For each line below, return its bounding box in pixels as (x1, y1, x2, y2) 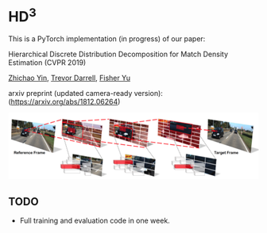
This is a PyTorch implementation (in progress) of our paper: (8, 34, 206, 44)
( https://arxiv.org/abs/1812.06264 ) (8, 97, 121, 107)
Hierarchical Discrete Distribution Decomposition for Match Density (8, 49, 229, 59)
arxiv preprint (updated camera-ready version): (8, 89, 163, 98)
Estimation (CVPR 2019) (8, 58, 87, 67)
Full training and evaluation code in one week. (19, 216, 171, 225)
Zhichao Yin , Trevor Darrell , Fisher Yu (8, 73, 131, 83)
